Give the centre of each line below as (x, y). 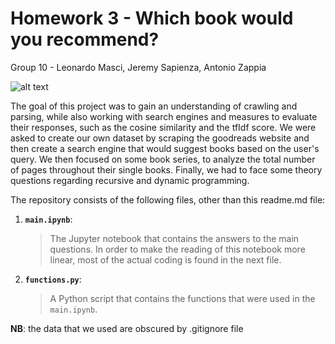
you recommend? (85, 39)
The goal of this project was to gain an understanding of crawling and (154, 106)
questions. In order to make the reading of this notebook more (177, 249)
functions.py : (53, 279)
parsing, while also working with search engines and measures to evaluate (164, 116)
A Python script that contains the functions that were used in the (182, 298)
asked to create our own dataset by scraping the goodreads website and (160, 138)
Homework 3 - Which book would (152, 18)
